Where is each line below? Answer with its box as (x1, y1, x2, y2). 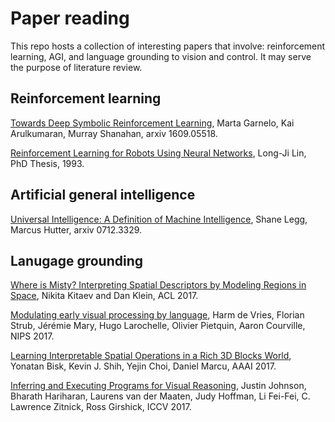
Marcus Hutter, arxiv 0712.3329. (10, 223, 143, 236)
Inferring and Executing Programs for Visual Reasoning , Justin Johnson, (10, 380, 307, 392)
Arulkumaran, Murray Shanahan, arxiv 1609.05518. (10, 127, 218, 139)
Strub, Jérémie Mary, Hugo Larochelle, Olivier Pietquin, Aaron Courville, (10, 320, 306, 332)
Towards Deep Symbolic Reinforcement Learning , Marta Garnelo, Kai (10, 117, 295, 129)
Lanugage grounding (10, 252, 144, 269)
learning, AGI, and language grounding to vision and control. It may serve (10, 50, 312, 62)
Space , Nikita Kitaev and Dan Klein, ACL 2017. (10, 290, 199, 302)
